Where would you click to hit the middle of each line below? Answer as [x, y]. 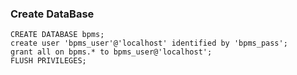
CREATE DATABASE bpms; [57, 35]
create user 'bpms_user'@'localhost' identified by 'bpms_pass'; [149, 43]
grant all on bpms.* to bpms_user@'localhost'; [111, 52]
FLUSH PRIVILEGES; [48, 61]
